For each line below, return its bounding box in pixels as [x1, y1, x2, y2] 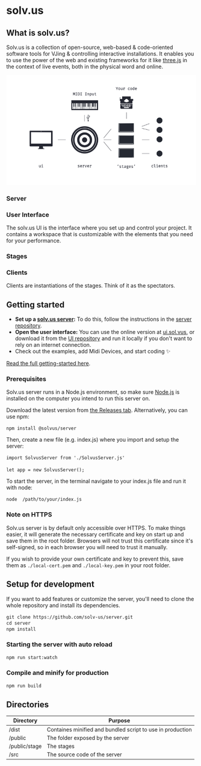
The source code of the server [46, 751, 122, 758]
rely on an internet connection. [14, 341, 91, 349]
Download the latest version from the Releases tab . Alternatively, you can [6, 407, 188, 414]
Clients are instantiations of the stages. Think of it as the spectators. [6, 282, 176, 289]
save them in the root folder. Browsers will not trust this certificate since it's [6, 537, 194, 544]
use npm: [6, 413, 29, 420]
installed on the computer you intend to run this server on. [6, 395, 150, 402]
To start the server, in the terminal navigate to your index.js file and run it [6, 478, 187, 485]
